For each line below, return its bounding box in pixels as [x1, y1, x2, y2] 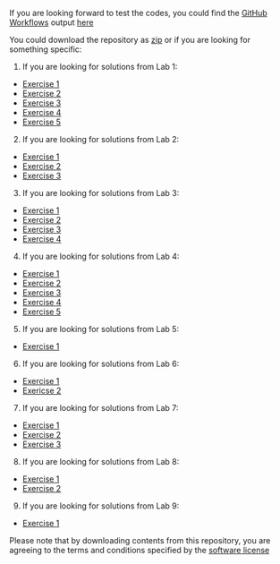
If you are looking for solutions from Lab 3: [21, 188, 180, 198]
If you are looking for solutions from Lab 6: [21, 358, 180, 369]
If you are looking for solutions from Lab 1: [21, 62, 178, 72]
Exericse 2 [21, 385, 62, 396]
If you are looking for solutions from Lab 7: [21, 403, 179, 413]
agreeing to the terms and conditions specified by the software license [9, 545, 270, 555]
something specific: [9, 44, 82, 55]
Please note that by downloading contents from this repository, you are [9, 535, 271, 545]
